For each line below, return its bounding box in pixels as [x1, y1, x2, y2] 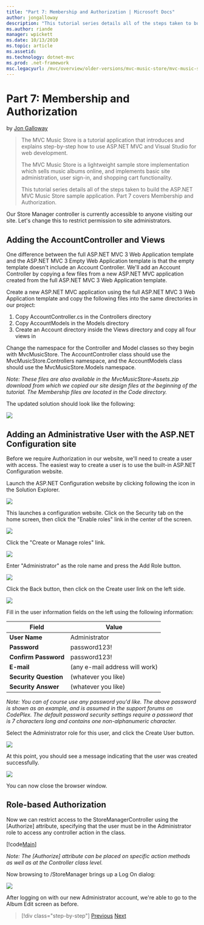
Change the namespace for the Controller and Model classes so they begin [6, 344, 194, 352]
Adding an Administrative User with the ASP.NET [6, 429, 195, 440]
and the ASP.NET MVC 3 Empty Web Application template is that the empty [6, 257, 194, 265]
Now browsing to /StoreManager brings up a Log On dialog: [6, 870, 156, 878]
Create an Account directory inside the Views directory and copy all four [15, 326, 196, 333]
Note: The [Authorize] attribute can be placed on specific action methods [6, 852, 191, 859]
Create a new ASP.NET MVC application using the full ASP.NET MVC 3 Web [6, 288, 195, 296]
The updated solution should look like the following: [6, 400, 135, 407]
